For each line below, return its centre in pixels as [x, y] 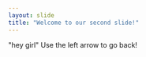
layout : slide [32, 15]
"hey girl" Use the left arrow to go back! [73, 45]
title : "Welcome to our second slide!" [74, 23]
